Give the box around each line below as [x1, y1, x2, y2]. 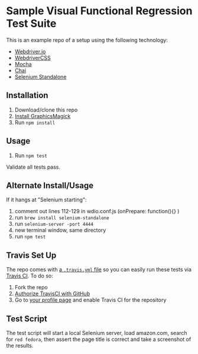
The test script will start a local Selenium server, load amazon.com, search [6, 330, 187, 336]
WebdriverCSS [14, 54, 51, 61]
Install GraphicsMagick [14, 112, 71, 119]
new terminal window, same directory [14, 227, 106, 234]
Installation [6, 90, 48, 100]
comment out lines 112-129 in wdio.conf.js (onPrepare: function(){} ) [14, 208, 180, 215]
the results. [6, 342, 34, 349]
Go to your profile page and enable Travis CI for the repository [14, 296, 167, 304]
